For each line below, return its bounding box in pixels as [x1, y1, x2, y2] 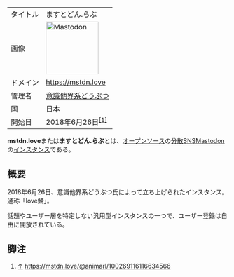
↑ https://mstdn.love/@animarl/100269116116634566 [17, 262, 171, 270]
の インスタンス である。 [7, 145, 75, 154]
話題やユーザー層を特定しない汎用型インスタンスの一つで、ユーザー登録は [7, 212, 222, 220]
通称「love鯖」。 [7, 196, 54, 205]
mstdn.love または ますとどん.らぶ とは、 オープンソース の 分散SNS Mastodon [7, 137, 226, 145]
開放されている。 [19, 220, 69, 229]
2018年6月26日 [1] [46, 116, 107, 127]
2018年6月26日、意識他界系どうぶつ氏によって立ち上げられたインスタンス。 [7, 188, 228, 196]
